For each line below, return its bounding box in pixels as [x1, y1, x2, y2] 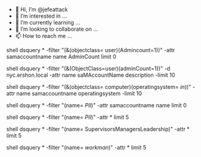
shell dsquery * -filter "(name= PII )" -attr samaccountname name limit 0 [6, 102, 187, 109]
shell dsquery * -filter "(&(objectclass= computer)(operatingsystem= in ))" [6, 83, 191, 90]
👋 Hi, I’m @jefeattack [15, 6, 68, 13]
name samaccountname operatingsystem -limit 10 [16, 90, 142, 97]
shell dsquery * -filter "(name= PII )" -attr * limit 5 [6, 113, 130, 121]
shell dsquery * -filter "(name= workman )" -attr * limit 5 [6, 144, 147, 151]
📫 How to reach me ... [15, 33, 72, 39]
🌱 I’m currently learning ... [15, 19, 81, 26]
